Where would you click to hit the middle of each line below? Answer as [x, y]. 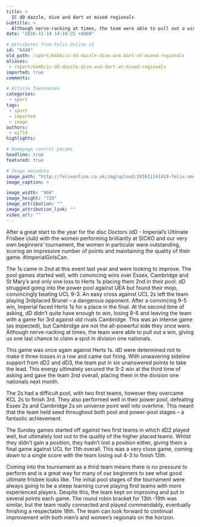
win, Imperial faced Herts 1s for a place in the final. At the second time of [95, 307]
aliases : [17, 61]
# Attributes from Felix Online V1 [50, 45]
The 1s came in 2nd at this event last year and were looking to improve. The [99, 269]
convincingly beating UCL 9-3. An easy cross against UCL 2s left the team [97, 294]
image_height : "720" [32, 198]
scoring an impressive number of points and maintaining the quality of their [98, 251]
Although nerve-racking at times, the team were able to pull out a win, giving [100, 332]
